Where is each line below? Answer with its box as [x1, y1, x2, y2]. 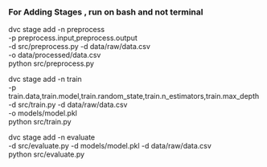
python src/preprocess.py [8, 59, 95, 68]
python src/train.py [8, 117, 72, 127]
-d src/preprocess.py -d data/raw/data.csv [8, 42, 151, 51]
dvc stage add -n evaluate [8, 132, 96, 142]
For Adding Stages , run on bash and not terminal [8, 6, 203, 18]
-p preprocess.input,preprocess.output [8, 33, 138, 43]
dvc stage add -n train [8, 75, 82, 84]
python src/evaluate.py [8, 149, 85, 159]
